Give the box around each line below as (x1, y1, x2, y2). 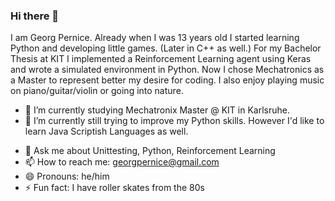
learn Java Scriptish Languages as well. (24, 125, 189, 138)
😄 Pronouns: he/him (24, 170, 110, 183)
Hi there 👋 (10, 9, 60, 23)
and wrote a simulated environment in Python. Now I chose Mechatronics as (10, 64, 325, 76)
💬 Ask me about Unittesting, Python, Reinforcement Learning (24, 145, 276, 157)
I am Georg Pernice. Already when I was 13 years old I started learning (10, 32, 300, 44)
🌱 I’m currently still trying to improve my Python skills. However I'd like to (24, 115, 325, 127)
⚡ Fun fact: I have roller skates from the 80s (24, 182, 205, 194)
